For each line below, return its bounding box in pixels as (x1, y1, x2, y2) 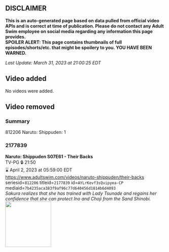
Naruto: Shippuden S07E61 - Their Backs (5, 153, 93, 159)
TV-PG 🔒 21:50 (5, 159, 36, 165)
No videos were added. (5, 88, 54, 94)
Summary (5, 118, 30, 125)
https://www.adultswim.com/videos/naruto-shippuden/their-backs (5, 174, 145, 180)
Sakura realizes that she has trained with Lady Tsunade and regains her (5, 190, 157, 196)
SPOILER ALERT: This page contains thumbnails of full (5, 39, 122, 45)
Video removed (5, 102, 55, 111)
